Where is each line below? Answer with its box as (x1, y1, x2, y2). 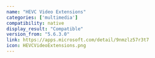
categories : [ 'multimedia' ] (6, 14, 78, 21)
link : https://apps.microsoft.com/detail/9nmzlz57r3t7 (6, 37, 149, 43)
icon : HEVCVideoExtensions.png (6, 43, 86, 49)
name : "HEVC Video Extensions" (6, 8, 86, 15)
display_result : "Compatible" (6, 25, 84, 32)
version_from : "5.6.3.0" (6, 31, 70, 37)
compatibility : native (6, 20, 64, 26)
